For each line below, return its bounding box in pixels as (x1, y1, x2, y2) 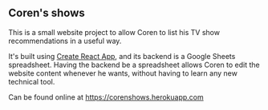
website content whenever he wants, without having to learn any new (8, 68, 238, 78)
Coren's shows (8, 6, 86, 20)
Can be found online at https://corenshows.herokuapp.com (8, 92, 205, 102)
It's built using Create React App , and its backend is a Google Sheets (8, 51, 236, 61)
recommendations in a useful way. (8, 36, 122, 45)
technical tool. (8, 77, 55, 86)
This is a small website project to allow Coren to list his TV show (8, 27, 221, 37)
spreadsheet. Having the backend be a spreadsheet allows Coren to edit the (8, 60, 260, 69)
